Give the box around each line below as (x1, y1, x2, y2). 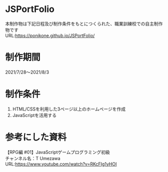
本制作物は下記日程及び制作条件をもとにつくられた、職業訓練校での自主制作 (5, 20, 163, 26)
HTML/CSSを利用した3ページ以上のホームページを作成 (12, 106, 126, 112)
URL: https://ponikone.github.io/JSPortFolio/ (5, 32, 95, 38)
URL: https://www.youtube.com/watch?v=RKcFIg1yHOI (5, 161, 117, 167)
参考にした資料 (5, 131, 67, 143)
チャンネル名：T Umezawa (5, 155, 61, 161)
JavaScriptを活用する (12, 112, 57, 118)
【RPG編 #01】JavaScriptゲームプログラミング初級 (5, 149, 110, 155)
